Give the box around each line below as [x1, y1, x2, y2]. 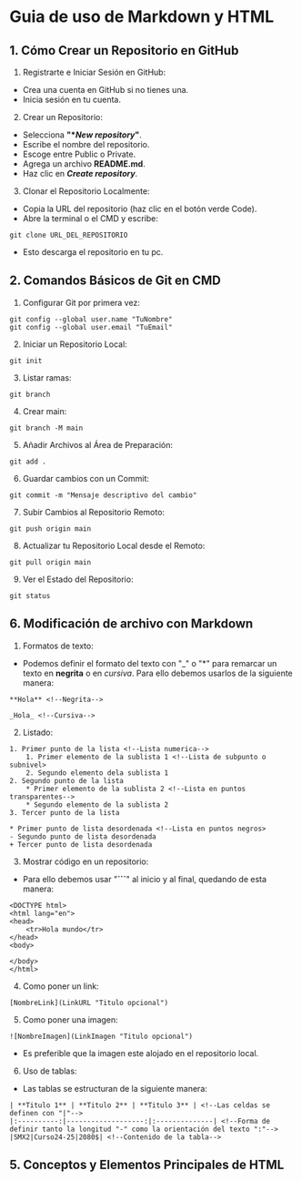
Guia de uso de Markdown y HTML [9, 6, 275, 27]
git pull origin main [9, 557, 92, 566]
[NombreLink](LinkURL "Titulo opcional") [9, 998, 169, 1007]
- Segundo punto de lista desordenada [9, 831, 156, 841]
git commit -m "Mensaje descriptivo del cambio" [9, 490, 197, 500]
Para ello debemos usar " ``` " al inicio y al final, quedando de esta [22, 873, 267, 884]
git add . [9, 457, 47, 466]
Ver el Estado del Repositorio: [22, 574, 134, 585]
